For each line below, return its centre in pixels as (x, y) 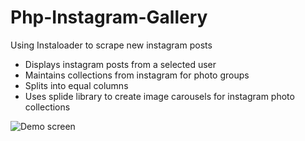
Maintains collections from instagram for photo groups (137, 75)
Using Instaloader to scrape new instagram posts (111, 45)
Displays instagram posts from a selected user (120, 64)
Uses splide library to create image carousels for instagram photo (159, 96)
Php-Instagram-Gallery (109, 17)
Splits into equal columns (76, 85)
